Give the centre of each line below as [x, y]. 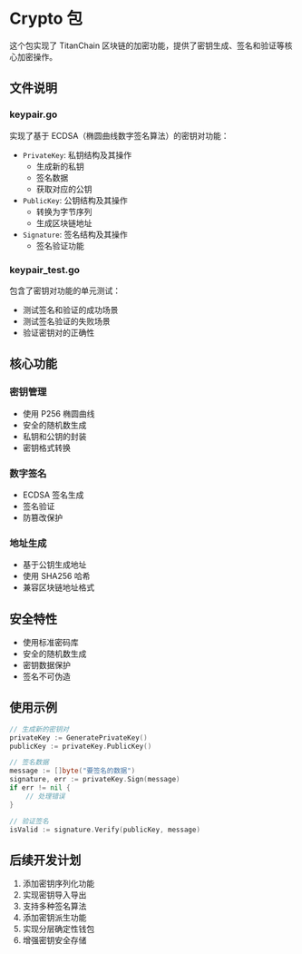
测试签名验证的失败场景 [66, 321]
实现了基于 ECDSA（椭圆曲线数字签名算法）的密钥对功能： [119, 135]
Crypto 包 [46, 19]
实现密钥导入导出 [54, 895]
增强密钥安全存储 [54, 940]
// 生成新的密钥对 [39, 729]
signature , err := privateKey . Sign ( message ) [95, 780]
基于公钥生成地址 [54, 565]
